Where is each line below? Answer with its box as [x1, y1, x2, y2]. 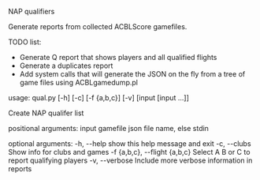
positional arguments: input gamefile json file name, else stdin [8, 124, 209, 133]
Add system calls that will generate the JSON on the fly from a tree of [19, 69, 246, 78]
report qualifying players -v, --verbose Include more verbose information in [8, 156, 253, 165]
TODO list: [8, 37, 42, 47]
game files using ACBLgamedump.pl [19, 78, 138, 87]
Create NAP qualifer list [8, 108, 84, 118]
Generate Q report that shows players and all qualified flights [19, 53, 217, 62]
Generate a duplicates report [19, 61, 113, 70]
